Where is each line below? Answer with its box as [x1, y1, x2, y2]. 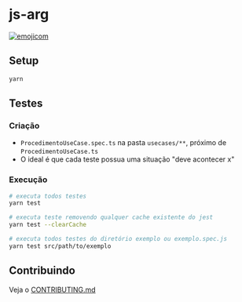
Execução [9, 174, 48, 185]
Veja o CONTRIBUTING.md [9, 285, 97, 294]
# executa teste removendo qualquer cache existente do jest [9, 213, 214, 221]
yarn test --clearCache [9, 221, 87, 229]
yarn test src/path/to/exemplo [9, 242, 112, 250]
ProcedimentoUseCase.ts [20, 147, 99, 156]
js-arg [9, 5, 49, 24]
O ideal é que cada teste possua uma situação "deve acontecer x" [20, 155, 235, 164]
